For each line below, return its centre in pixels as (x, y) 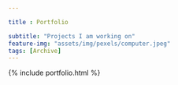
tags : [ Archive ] (35, 51)
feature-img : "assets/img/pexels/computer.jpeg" (89, 44)
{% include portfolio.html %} (54, 73)
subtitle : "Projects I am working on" (72, 36)
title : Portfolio (38, 22)
